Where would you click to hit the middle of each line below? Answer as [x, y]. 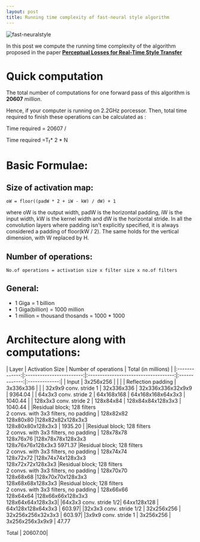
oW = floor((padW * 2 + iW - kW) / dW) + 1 [61, 201]
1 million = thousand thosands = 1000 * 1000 [70, 315]
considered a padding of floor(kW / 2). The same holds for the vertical [93, 232]
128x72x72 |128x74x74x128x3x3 [46, 458]
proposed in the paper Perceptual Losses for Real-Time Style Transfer [94, 52]
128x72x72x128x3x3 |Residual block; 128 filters [64, 464]
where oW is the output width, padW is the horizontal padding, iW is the [95, 213]
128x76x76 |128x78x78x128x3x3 [46, 439]
